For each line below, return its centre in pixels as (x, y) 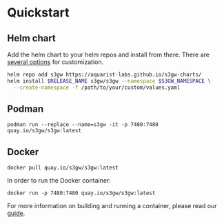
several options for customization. (55, 62)
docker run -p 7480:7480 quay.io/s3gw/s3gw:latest (81, 193)
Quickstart (39, 13)
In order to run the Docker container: (59, 181)
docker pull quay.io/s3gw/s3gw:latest (63, 168)
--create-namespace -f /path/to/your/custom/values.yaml (97, 88)
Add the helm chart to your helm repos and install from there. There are (109, 54)
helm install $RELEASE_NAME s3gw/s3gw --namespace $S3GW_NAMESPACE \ (109, 81)
